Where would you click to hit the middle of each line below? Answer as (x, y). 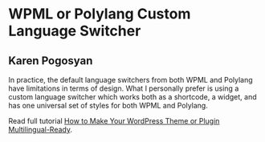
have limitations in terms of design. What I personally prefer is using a (124, 88)
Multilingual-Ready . (41, 130)
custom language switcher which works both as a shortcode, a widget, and (132, 97)
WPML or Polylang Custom (100, 14)
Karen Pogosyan (51, 61)
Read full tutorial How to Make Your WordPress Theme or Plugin (114, 121)
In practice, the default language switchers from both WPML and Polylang (130, 80)
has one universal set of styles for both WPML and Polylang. (108, 105)
